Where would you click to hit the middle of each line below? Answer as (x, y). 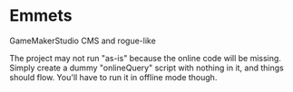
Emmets (41, 16)
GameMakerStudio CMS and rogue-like (83, 41)
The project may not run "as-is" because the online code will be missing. (145, 58)
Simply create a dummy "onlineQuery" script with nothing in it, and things (146, 68)
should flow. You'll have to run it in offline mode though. (113, 77)
